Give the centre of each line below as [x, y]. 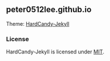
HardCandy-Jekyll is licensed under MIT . [55, 52]
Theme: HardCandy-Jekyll [38, 23]
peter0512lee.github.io [49, 10]
